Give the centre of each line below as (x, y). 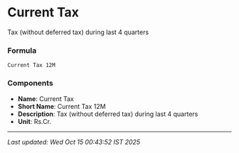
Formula (22, 51)
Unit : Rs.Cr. (34, 121)
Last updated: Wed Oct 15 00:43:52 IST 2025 (74, 142)
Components (30, 83)
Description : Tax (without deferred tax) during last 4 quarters (108, 114)
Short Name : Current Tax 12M (62, 106)
